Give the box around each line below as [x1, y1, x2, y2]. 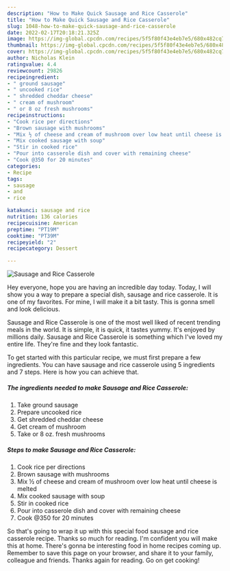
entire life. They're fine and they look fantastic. [7, 340, 139, 348]
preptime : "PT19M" [7, 226, 60, 233]
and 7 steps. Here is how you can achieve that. [7, 368, 139, 377]
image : [7, 36, 26, 42]
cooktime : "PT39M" [7, 232, 60, 240]
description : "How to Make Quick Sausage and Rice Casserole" [7, 10, 188, 17]
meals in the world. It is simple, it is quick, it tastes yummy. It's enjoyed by [7, 326, 216, 334]
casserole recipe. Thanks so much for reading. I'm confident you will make [7, 535, 218, 543]
